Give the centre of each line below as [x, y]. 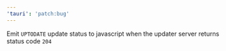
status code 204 [29, 41]
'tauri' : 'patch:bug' [38, 14]
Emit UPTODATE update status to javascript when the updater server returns [113, 34]
